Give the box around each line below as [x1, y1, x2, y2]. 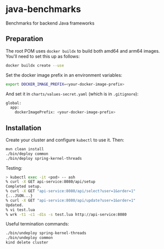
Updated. [5, 202, 24, 207]
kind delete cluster [5, 240, 49, 245]
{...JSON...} [5, 193, 33, 198]
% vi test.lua [5, 207, 35, 212]
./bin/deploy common [5, 151, 49, 156]
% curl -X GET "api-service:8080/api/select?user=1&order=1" [5, 189, 136, 194]
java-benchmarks [5, 4, 81, 15]
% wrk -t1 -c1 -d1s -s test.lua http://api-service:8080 [5, 212, 127, 217]
